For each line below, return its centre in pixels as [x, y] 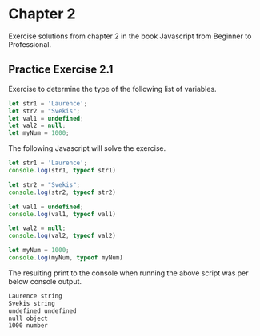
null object [28, 318]
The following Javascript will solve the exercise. [87, 148]
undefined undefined [43, 311]
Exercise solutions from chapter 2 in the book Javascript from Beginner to [130, 36]
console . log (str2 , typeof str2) [62, 192]
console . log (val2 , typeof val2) [62, 236]
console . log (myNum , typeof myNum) [66, 258]
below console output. [45, 281]
